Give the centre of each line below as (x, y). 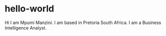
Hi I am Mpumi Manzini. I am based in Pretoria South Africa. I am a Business (83, 22)
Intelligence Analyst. (26, 27)
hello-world (30, 9)
